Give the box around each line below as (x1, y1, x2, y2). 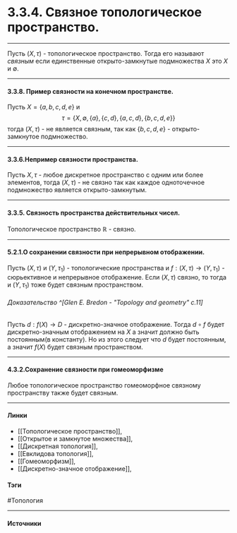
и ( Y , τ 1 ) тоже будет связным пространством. (7, 280, 144, 290)
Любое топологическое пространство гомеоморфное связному (7, 381, 201, 389)
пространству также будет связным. (7, 388, 119, 397)
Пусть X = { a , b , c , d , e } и (7, 103, 80, 112)
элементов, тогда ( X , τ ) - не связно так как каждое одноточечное (7, 178, 205, 187)
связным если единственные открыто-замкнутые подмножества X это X (7, 56, 228, 65)
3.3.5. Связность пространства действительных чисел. (7, 208, 181, 217)
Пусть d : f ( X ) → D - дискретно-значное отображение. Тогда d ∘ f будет (7, 320, 225, 328)
